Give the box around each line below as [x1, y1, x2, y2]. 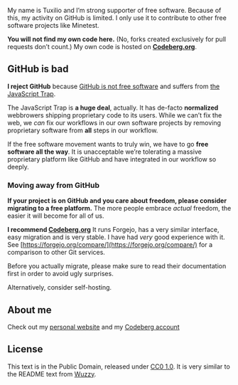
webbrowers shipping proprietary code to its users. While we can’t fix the [7, 110, 222, 120]
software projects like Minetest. [7, 21, 99, 29]
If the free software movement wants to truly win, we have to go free [7, 139, 209, 148]
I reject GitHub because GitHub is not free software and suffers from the [7, 82, 220, 90]
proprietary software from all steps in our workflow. [7, 126, 158, 135]
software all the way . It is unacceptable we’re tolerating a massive [7, 147, 202, 156]
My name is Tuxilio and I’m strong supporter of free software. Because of [7, 6, 222, 14]
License [7, 343, 43, 355]
